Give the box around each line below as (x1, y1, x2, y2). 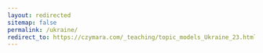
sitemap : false (7, 19, 57, 26)
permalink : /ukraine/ (7, 26, 79, 34)
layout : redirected (7, 11, 71, 19)
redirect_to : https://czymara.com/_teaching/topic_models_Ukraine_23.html (7, 33, 258, 41)
